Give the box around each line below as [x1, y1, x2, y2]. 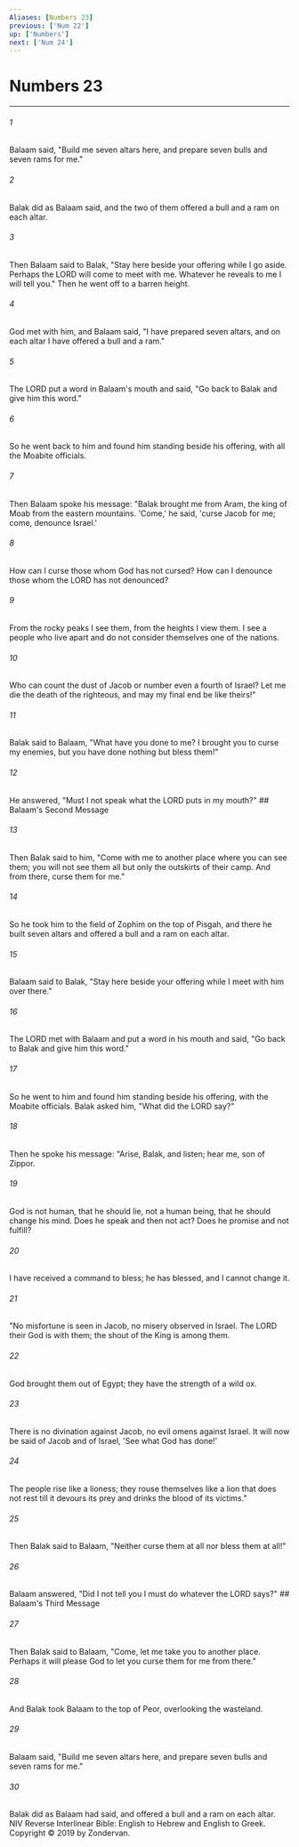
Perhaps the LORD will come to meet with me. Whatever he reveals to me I [9, 269, 282, 279]
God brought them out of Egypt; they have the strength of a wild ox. [9, 1378, 257, 1389]
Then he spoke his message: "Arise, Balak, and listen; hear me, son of [9, 1149, 265, 1159]
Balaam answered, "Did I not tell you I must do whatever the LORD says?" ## [9, 1589, 290, 1600]
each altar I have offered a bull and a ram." [9, 335, 166, 346]
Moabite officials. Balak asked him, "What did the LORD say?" [9, 1101, 235, 1111]
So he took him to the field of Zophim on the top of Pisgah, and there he [9, 919, 273, 930]
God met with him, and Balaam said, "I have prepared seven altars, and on [9, 327, 281, 336]
